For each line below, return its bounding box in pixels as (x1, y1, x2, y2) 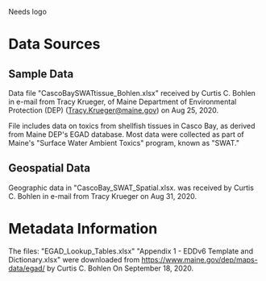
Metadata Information (8, 220, 158, 238)
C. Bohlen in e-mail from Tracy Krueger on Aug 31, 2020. (8, 191, 197, 200)
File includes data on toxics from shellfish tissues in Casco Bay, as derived (8, 121, 256, 130)
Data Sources (8, 35, 101, 53)
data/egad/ (8, 263, 46, 273)
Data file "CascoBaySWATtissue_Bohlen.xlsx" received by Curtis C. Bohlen (8, 89, 256, 97)
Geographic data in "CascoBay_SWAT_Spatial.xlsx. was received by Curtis (8, 183, 254, 192)
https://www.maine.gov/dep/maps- (141, 254, 258, 264)
